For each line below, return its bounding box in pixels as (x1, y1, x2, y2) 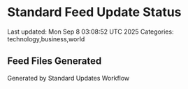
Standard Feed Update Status (7, 4, 182, 20)
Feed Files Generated (7, 55, 102, 67)
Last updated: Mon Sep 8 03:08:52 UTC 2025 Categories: (7, 27, 174, 36)
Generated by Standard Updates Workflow (7, 74, 130, 82)
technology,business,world (7, 34, 85, 43)
